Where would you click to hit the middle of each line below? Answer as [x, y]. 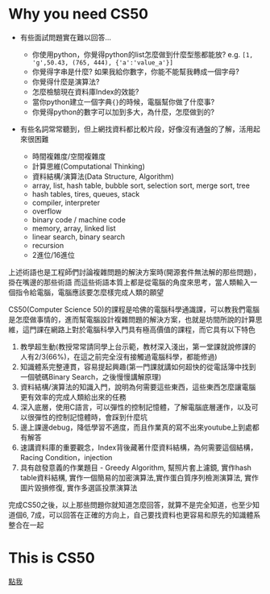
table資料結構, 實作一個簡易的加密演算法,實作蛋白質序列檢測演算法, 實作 [139, 477]
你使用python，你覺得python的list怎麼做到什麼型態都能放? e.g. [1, [143, 54]
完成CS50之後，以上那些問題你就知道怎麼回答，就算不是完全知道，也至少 [131, 505]
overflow [47, 211]
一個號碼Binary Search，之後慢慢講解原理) [91, 376]
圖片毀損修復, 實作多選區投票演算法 [79, 488]
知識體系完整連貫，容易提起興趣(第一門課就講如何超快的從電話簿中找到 [138, 367]
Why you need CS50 [79, 14]
